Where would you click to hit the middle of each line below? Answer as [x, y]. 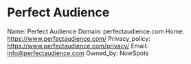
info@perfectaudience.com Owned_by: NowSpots [78, 53]
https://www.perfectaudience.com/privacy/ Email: [78, 46]
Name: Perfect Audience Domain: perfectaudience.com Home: [95, 31]
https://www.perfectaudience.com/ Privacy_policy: [79, 38]
